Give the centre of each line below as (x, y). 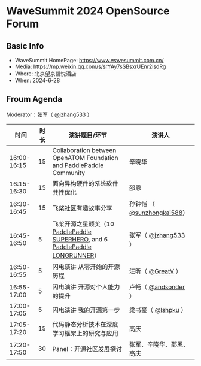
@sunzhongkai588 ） (159, 213)
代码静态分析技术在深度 (85, 324)
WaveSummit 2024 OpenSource (88, 11)
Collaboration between (84, 150)
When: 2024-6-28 (37, 80)
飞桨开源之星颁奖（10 (83, 224)
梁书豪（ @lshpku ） (158, 310)
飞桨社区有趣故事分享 (82, 208)
